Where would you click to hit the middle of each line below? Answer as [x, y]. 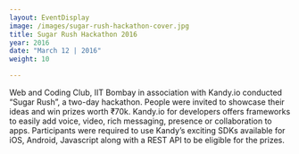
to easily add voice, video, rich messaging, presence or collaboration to [141, 121]
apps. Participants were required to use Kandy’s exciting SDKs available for [147, 130]
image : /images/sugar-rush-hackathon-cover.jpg [100, 26]
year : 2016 [29, 43]
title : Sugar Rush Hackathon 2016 [74, 34]
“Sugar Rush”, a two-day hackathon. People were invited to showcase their [147, 102]
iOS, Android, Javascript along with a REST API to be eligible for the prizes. [147, 140]
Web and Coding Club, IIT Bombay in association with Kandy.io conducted [146, 92]
